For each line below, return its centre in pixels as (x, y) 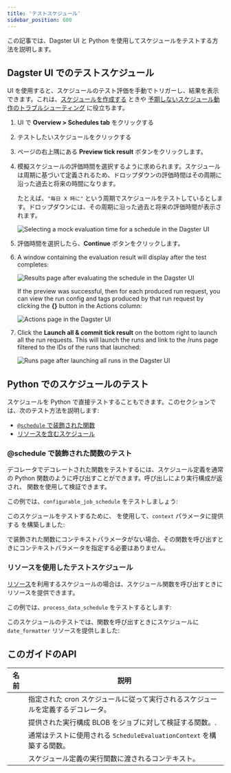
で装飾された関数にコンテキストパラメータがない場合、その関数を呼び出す (112, 539)
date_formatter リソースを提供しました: (64, 630)
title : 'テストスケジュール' (44, 13)
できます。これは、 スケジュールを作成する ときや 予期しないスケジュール (111, 99)
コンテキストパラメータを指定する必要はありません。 (94, 548)
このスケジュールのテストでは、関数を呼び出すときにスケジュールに (103, 621)
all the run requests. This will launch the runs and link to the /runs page (118, 340)
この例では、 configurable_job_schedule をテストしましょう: (92, 502)
